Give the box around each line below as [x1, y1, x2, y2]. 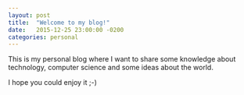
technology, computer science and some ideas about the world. [8, 63, 213, 72]
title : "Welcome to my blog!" [8, 19, 110, 26]
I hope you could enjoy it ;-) [8, 78, 98, 87]
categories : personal [8, 33, 79, 41]
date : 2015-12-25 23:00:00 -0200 [8, 26, 124, 33]
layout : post [8, 11, 51, 19]
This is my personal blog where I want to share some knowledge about [8, 55, 236, 64]
